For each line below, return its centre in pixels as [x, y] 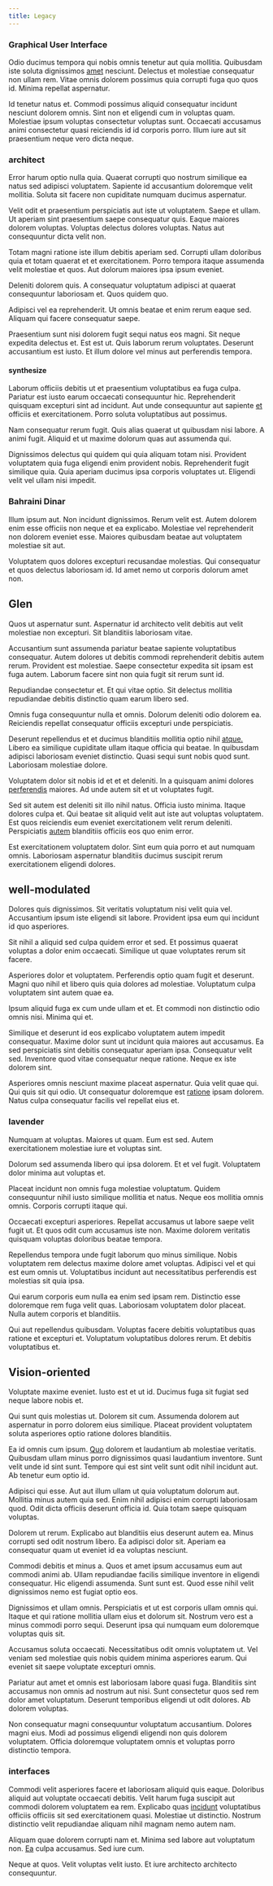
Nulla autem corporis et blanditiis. [65, 1313]
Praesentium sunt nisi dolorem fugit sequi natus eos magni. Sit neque [125, 334]
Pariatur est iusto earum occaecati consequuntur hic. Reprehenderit [122, 397]
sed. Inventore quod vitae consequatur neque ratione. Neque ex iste [123, 1059]
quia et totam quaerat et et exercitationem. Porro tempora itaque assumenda [136, 261]
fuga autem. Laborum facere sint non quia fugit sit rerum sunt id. [117, 674]
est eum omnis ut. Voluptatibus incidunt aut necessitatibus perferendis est [133, 1272]
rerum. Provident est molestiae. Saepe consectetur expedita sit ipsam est [131, 666]
